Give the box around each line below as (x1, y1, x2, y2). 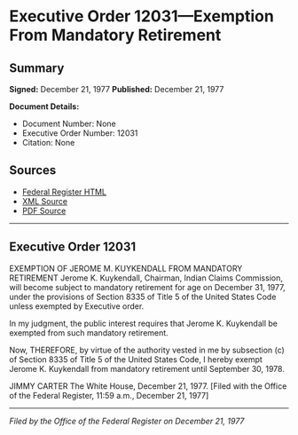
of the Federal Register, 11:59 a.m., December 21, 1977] (9, 390, 209, 400)
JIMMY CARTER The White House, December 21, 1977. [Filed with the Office (9, 380, 287, 391)
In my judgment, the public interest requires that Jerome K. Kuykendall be (9, 318, 278, 328)
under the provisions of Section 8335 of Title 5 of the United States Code (9, 291, 277, 302)
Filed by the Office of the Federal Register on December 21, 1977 (9, 415, 245, 426)
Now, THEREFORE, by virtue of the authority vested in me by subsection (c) (9, 344, 286, 355)
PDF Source (21, 205, 67, 216)
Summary (9, 60, 65, 75)
